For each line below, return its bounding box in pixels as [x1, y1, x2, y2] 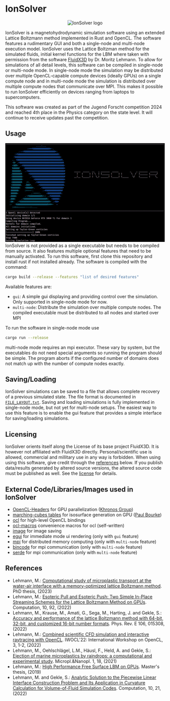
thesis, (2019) [12, 669, 41, 675]
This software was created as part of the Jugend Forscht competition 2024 [5, 104, 162, 110]
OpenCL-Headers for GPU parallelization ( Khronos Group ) [12, 506, 134, 512]
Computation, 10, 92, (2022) [12, 604, 72, 610]
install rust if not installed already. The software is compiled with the [5, 259, 147, 265]
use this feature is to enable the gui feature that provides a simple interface [5, 410, 162, 416]
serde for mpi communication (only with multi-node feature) [12, 549, 138, 555]
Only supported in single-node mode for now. [12, 299, 108, 305]
